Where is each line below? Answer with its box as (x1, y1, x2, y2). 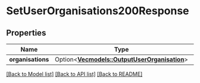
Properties (6, 28, 46, 38)
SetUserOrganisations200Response (6, 4, 189, 18)
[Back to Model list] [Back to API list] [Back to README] (6, 71, 143, 78)
